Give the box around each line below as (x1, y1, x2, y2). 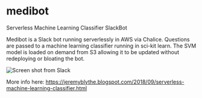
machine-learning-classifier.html (6, 84, 87, 91)
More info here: (6, 78, 45, 85)
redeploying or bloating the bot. (6, 55, 85, 62)
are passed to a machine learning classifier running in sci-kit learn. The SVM (6, 42, 197, 49)
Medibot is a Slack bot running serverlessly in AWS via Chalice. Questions (6, 35, 190, 43)
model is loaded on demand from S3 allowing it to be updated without (6, 48, 180, 55)
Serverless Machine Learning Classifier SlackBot (6, 24, 128, 31)
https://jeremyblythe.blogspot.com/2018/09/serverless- (45, 78, 185, 85)
